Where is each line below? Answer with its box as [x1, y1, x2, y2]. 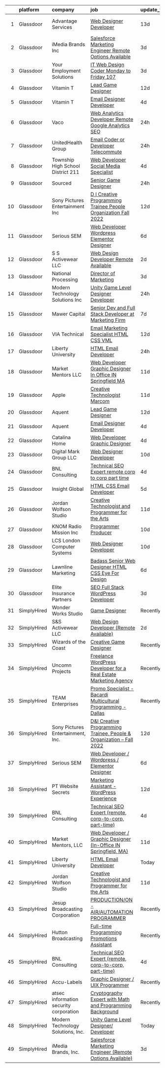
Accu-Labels [52, 979, 82, 985]
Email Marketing [90, 325, 128, 331]
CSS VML [90, 337, 113, 343]
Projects [52, 668, 71, 675]
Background [90, 1008, 119, 1015]
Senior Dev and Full [90, 305, 136, 311]
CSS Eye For [90, 570, 119, 576]
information [52, 996, 79, 1003]
